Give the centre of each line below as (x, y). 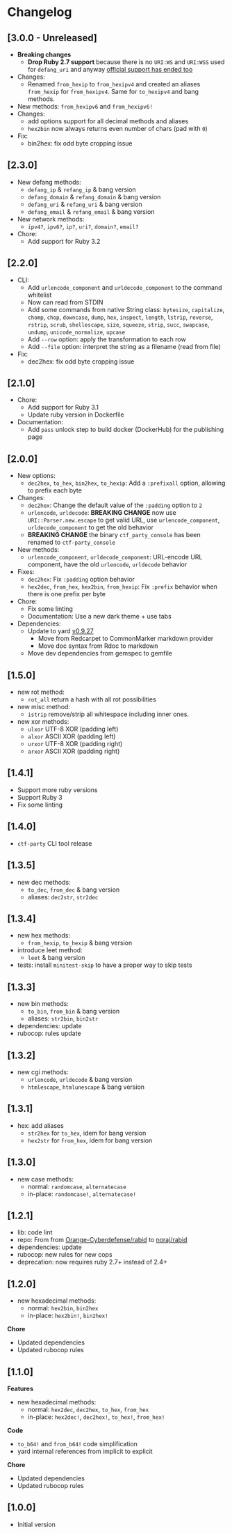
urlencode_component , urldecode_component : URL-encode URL (115, 557)
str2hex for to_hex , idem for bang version (87, 1133)
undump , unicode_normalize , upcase (76, 332)
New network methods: (51, 219)
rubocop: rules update (49, 1033)
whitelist (40, 295)
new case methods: (45, 1179)
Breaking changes (44, 54)
